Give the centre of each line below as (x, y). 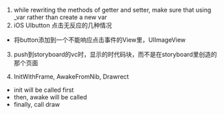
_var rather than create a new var (60, 17)
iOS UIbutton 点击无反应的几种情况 (63, 25)
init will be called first (44, 90)
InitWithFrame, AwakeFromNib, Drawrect (71, 77)
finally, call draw (37, 104)
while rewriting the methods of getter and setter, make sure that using (112, 10)
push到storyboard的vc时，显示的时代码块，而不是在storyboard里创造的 (115, 54)
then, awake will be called (50, 97)
